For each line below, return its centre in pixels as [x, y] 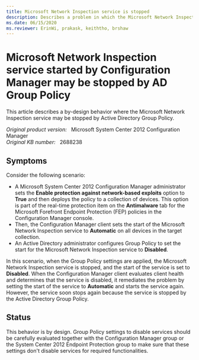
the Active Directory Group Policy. [47, 299]
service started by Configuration [88, 70]
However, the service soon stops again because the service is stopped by [96, 292]
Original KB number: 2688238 [44, 142]
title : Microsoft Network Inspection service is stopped [78, 12]
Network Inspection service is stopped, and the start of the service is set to [98, 267]
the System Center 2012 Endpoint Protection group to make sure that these [98, 344]
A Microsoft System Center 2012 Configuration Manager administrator [100, 187]
